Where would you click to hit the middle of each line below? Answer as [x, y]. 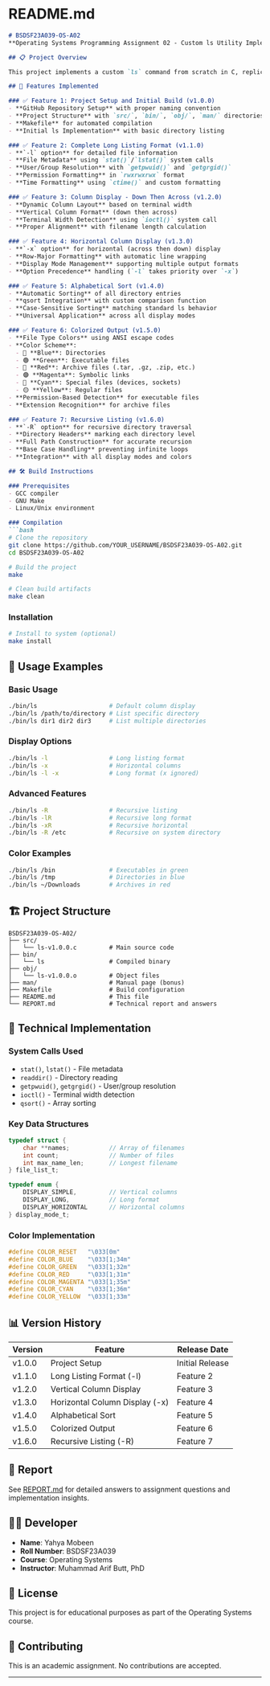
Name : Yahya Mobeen [57, 1542]
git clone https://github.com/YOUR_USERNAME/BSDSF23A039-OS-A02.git [125, 545]
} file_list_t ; [34, 1170]
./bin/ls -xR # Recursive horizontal [98, 825]
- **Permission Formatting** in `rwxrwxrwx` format [96, 175]
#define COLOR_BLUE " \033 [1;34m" [70, 1259]
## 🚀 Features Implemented [53, 86]
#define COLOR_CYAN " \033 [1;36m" [70, 1289]
